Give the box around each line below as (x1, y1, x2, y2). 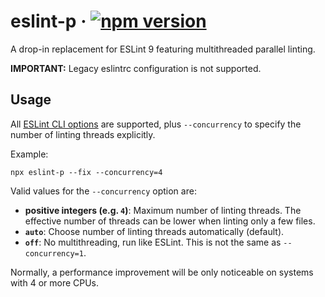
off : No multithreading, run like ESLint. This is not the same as (24, 236, 282, 248)
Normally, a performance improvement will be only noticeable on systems (10, 266, 314, 278)
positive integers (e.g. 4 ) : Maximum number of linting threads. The (24, 204, 302, 216)
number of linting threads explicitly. (10, 128, 156, 140)
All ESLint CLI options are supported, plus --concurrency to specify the (10, 118, 302, 130)
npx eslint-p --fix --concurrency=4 (10, 167, 163, 177)
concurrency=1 (24, 248, 84, 259)
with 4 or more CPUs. (10, 276, 100, 289)
